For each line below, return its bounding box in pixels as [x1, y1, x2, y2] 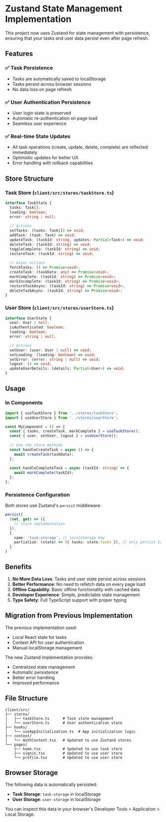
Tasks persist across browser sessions [12, 81, 91, 87]
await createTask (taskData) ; [14, 452, 74, 457]
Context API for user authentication [12, 639, 84, 645]
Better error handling [12, 674, 55, 680]
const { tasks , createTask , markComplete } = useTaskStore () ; [9, 429, 140, 434]
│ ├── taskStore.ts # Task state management [5, 716, 114, 721]
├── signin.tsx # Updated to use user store [14, 751, 123, 756]
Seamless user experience [12, 120, 67, 126]
